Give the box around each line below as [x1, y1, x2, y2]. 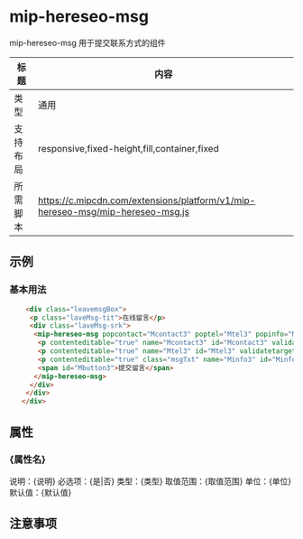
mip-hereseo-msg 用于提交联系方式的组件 [9, 37, 166, 48]
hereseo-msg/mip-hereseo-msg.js [37, 205, 189, 218]
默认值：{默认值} [9, 487, 72, 497]
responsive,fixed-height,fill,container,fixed [37, 142, 219, 154]
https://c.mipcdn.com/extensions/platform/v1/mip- [37, 194, 256, 207]
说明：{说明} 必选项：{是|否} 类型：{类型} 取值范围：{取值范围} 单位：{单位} [9, 476, 292, 487]
